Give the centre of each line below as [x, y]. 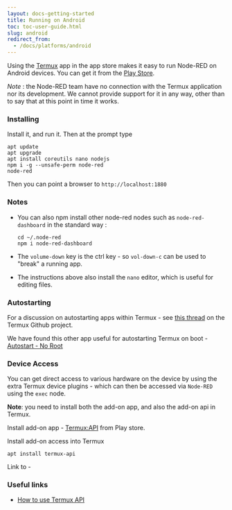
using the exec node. [36, 393]
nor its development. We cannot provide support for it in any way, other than [116, 94]
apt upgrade [24, 153]
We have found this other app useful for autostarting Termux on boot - [107, 338]
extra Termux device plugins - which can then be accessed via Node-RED [110, 386]
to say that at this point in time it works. [63, 101]
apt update [23, 147]
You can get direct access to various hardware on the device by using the [112, 379]
